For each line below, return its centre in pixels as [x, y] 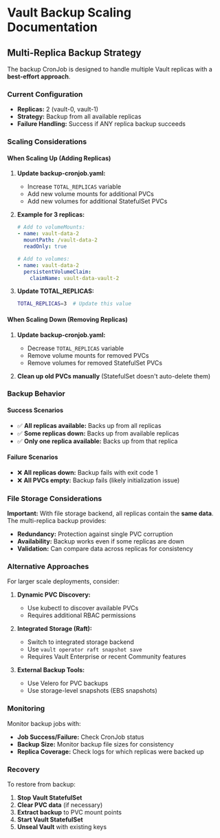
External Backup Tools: [51, 670]
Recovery [23, 769]
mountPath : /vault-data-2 [60, 240]
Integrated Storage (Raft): [55, 629]
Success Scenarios [35, 410]
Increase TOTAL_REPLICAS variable [74, 186]
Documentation [53, 27]
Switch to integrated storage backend [80, 642]
